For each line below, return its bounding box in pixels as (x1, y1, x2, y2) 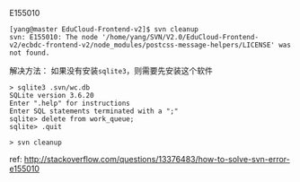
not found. (9, 48, 50, 57)
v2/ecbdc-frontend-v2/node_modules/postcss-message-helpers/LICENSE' (9, 40, 276, 49)
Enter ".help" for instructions (9, 99, 130, 108)
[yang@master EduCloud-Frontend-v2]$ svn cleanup (9, 25, 199, 34)
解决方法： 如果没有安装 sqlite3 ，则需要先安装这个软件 (9, 65, 214, 75)
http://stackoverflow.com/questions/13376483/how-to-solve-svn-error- (23, 154, 290, 164)
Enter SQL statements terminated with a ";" (9, 107, 179, 116)
